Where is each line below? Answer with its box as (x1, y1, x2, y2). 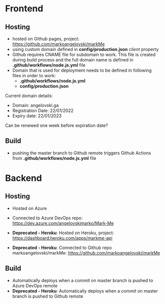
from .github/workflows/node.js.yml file (12, 155, 96, 161)
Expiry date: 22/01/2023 (12, 113, 62, 119)
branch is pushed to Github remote (12, 293, 83, 299)
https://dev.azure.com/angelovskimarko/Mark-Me (12, 220, 114, 226)
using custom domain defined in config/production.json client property (12, 47, 159, 52)
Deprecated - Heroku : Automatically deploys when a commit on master (12, 288, 158, 294)
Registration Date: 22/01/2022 (12, 107, 74, 113)
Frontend (5, 3, 43, 14)
